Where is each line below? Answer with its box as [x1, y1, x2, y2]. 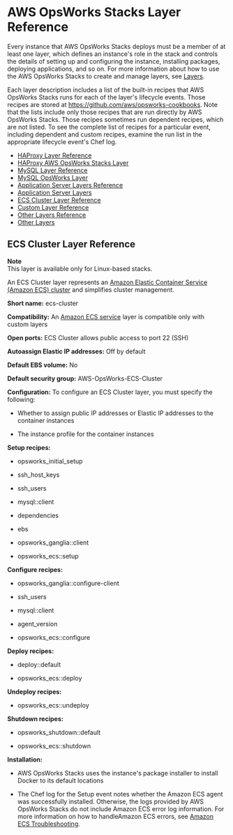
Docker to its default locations [17, 776, 104, 785]
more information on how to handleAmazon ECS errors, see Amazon [17, 812, 214, 820]
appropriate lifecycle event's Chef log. [7, 137, 117, 146]
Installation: [7, 755, 43, 764]
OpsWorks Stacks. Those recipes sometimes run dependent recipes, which [7, 115, 224, 123]
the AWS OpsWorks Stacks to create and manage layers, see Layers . [7, 71, 205, 80]
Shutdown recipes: [7, 715, 64, 723]
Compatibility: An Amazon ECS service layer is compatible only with [7, 312, 204, 321]
